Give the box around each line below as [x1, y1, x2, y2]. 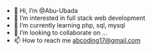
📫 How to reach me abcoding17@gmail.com [13, 37, 141, 44]
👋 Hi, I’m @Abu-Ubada [13, 7, 78, 14]
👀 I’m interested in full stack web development [13, 14, 146, 22]
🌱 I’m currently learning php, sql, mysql [13, 21, 126, 29]
